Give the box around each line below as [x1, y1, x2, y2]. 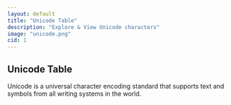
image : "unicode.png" [7, 30, 72, 38]
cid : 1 [7, 37, 27, 44]
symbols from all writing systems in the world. [7, 89, 142, 98]
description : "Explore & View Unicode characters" [7, 23, 160, 31]
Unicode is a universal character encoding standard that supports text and [7, 82, 225, 90]
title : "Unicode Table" [7, 17, 78, 24]
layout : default [7, 10, 55, 18]
